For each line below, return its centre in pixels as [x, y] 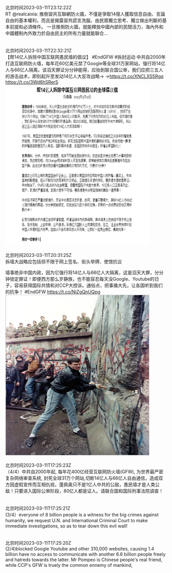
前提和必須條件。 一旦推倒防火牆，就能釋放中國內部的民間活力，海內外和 [87, 27]
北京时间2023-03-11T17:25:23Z [38, 465]
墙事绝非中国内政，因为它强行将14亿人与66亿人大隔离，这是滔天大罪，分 [82, 272]
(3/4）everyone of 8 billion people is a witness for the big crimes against [82, 515]
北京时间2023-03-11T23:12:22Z [38, 7]
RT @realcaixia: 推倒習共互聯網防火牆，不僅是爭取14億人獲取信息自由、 [81, 14]
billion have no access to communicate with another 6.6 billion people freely [85, 554]
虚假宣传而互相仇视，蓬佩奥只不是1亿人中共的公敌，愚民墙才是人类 [84, 484]
